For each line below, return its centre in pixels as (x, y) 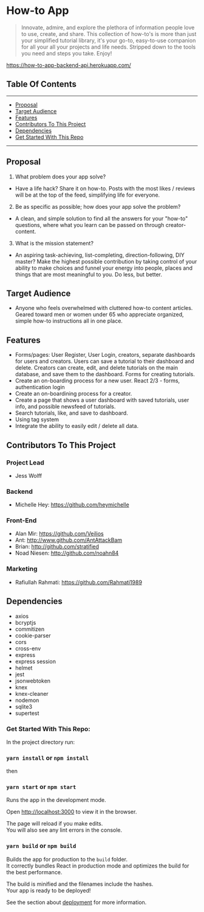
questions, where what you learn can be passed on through (90, 225)
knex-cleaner (32, 693)
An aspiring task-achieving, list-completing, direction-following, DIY (100, 255)
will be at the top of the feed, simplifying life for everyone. (87, 195)
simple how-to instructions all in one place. (69, 321)
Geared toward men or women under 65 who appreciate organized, (99, 315)
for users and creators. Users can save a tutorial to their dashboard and (104, 361)
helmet (24, 668)
